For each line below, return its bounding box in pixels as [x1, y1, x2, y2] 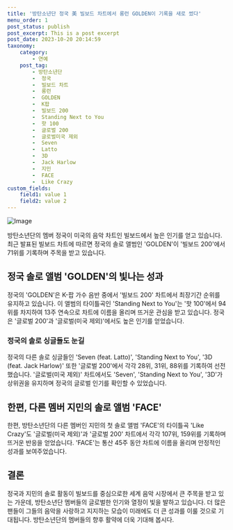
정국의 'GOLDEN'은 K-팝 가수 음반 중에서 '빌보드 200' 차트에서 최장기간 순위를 [7, 290, 220, 299]
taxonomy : [7, 42, 36, 49]
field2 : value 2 [19, 198, 67, 205]
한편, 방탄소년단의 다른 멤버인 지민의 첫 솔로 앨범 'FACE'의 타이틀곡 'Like [7, 421, 204, 429]
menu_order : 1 [7, 17, 49, 24]
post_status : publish [7, 23, 70, 30]
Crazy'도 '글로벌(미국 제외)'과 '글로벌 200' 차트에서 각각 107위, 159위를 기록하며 [7, 429, 226, 438]
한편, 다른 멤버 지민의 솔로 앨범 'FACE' [7, 401, 162, 413]
